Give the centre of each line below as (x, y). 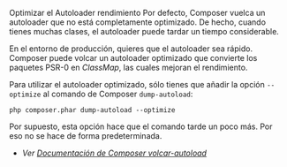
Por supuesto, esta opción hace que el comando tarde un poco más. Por (141, 126)
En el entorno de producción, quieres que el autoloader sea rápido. (131, 49)
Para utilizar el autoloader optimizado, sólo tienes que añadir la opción (137, 84)
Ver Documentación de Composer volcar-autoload (114, 153)
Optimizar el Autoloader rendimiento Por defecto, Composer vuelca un (137, 13)
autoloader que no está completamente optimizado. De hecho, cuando (138, 22)
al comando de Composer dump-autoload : (118, 94)
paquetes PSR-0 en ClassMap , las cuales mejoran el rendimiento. (128, 67)
